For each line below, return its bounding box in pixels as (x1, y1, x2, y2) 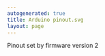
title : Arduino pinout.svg (7, 16, 84, 23)
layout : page (7, 23, 44, 29)
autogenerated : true (7, 10, 66, 17)
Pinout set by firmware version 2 (7, 42, 99, 50)
